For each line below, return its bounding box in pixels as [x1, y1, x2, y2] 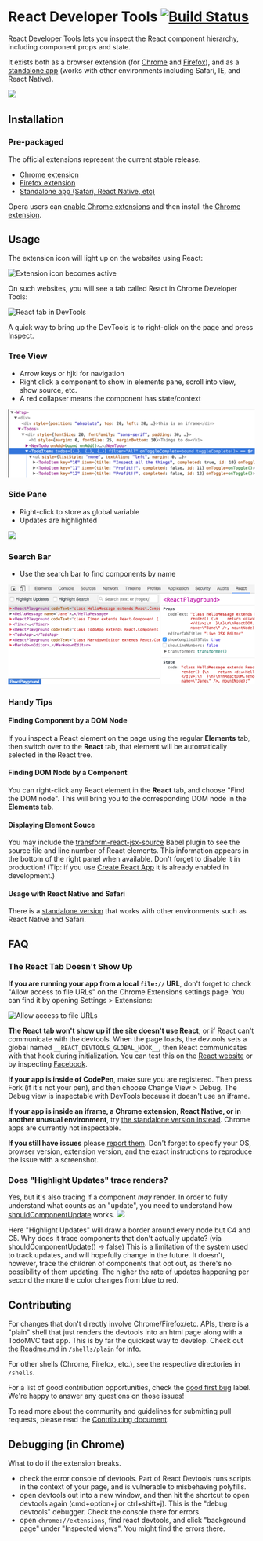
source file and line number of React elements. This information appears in [8, 846, 249, 855]
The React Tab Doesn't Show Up [8, 961, 133, 972]
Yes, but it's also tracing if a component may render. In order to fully [8, 1192, 229, 1202]
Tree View [8, 350, 48, 361]
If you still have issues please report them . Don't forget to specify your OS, [8, 1139, 252, 1148]
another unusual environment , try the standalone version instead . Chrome [8, 1115, 250, 1125]
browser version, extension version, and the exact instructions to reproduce [8, 1147, 253, 1156]
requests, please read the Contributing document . [8, 1415, 170, 1425]
